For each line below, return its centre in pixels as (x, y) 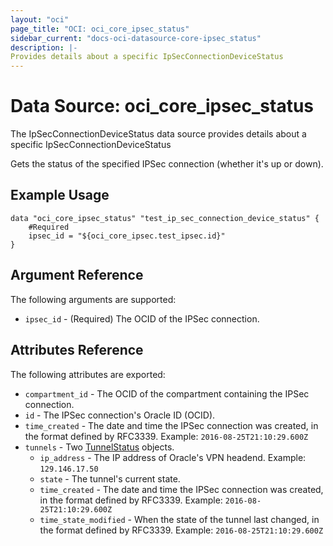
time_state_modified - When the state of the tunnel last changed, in (179, 519)
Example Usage (60, 195)
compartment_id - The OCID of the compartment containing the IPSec (167, 393)
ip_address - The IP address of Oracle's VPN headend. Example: (173, 457)
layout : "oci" (40, 19)
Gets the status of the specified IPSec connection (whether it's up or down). (167, 164)
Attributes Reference (77, 350)
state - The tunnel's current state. (110, 478)
